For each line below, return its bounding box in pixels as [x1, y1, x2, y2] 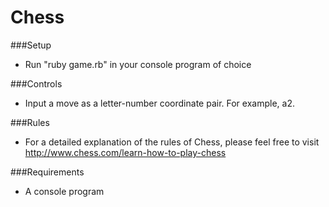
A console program [24, 185, 105, 197]
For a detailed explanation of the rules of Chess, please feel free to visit [24, 136, 320, 148]
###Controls [10, 77, 63, 90]
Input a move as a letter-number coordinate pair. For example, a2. [24, 97, 295, 109]
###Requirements [10, 166, 85, 178]
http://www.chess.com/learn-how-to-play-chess [24, 146, 227, 158]
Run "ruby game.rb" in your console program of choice [24, 58, 252, 70]
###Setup [10, 39, 52, 51]
